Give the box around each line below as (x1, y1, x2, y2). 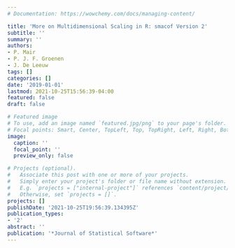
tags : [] (7, 68, 33, 75)
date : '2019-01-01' (7, 81, 64, 88)
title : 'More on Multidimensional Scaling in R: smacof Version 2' (7, 22, 208, 30)
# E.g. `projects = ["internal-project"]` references (7, 184, 173, 191)
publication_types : (7, 210, 64, 217)
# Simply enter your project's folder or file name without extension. (7, 178, 227, 185)
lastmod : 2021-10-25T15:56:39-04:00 (7, 88, 114, 95)
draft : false (7, 101, 45, 108)
